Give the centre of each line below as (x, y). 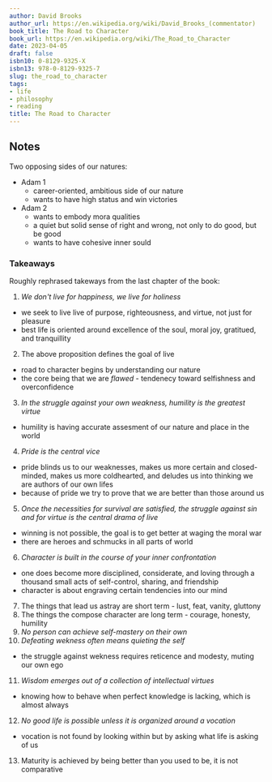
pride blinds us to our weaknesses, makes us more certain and (125, 467)
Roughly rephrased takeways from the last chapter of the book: (115, 281)
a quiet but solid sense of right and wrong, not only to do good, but (145, 225)
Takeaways (32, 263)
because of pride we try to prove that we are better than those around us (142, 493)
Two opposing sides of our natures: (68, 166)
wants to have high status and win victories (105, 199)
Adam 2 (34, 208)
